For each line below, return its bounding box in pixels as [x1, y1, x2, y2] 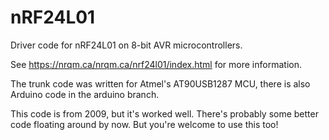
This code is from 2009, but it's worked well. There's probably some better [10, 107, 319, 120]
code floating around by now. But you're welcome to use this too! [10, 118, 279, 130]
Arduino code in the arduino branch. [10, 88, 160, 100]
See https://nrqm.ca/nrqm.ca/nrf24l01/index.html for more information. [10, 58, 302, 70]
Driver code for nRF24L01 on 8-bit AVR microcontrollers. [10, 39, 243, 51]
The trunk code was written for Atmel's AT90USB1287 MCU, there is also [10, 77, 311, 90]
